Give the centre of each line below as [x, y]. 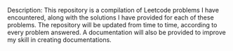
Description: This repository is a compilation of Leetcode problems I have [113, 10]
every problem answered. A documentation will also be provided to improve [116, 32]
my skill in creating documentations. [60, 40]
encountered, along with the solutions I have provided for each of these [111, 17]
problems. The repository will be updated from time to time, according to [112, 25]
